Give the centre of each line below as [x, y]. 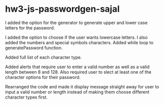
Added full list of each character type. [44, 57]
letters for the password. [30, 27]
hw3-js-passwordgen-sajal [62, 9]
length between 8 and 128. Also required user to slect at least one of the [78, 72]
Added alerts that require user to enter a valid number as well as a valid [77, 67]
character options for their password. [43, 77]
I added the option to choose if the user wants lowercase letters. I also [76, 37]
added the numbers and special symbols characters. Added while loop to [79, 42]
